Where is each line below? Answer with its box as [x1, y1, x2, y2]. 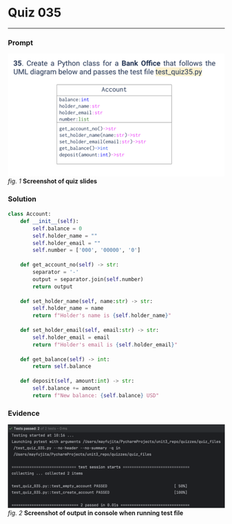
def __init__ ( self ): [20, 218, 79, 224]
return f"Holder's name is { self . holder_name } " [32, 312, 171, 319]
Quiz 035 [8, 5, 61, 21]
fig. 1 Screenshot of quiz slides [8, 177, 98, 185]
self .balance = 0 [32, 225, 82, 232]
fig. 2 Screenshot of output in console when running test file [8, 509, 184, 517]
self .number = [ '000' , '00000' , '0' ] [32, 247, 140, 254]
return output [32, 283, 73, 290]
